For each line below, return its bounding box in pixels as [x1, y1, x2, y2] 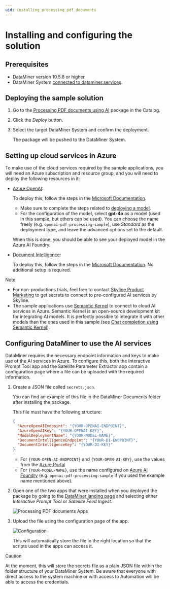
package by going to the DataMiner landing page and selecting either [12, 493, 158, 499]
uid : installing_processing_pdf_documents [5, 7, 96, 13]
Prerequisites [5, 60, 49, 69]
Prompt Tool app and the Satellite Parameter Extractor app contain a [5, 363, 148, 369]
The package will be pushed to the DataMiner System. [12, 136, 126, 143]
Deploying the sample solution [5, 94, 104, 102]
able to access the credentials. [5, 579, 70, 585]
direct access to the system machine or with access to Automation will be [5, 574, 159, 580]
